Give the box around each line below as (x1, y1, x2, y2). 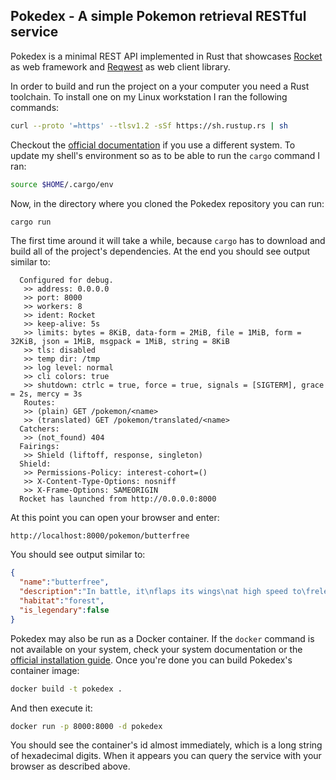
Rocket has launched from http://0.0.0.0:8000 (19, 494, 217, 504)
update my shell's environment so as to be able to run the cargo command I (10, 149, 321, 161)
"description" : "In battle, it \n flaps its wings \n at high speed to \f (19, 587, 311, 597)
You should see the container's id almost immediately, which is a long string (10, 739, 323, 751)
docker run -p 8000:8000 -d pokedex (10, 721, 163, 731)
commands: (10, 101, 60, 113)
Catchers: (19, 424, 60, 434)
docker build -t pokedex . (10, 684, 123, 694)
